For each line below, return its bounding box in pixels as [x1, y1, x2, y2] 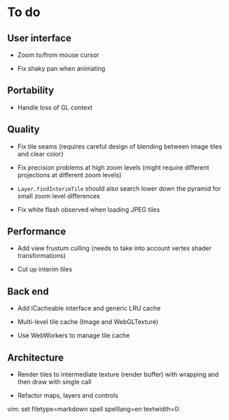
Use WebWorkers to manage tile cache [17, 331, 130, 340]
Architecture [7, 351, 64, 363]
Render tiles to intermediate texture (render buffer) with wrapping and [17, 370, 219, 379]
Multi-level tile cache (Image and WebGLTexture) [17, 318, 159, 326]
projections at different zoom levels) [17, 170, 122, 179]
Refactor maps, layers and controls [17, 391, 119, 400]
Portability [7, 85, 55, 97]
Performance [7, 226, 67, 238]
